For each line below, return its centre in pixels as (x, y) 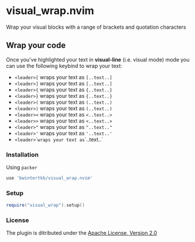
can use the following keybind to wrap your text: (64, 66)
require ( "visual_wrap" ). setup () (45, 205)
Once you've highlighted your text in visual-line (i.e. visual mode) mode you (98, 59)
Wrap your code (36, 45)
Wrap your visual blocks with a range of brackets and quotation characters (96, 27)
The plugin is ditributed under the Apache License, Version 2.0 (82, 233)
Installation (23, 155)
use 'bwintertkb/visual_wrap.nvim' (49, 178)
